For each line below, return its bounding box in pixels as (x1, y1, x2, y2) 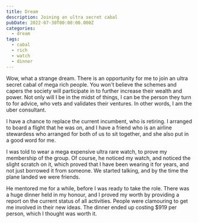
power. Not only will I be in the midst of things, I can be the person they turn (6, 93, 191, 101)
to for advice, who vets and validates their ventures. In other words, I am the (6, 100, 193, 107)
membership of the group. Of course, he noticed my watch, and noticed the (6, 154, 191, 161)
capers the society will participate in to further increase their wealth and (6, 87, 183, 94)
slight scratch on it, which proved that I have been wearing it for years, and (6, 161, 189, 168)
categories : (6, 25, 36, 31)
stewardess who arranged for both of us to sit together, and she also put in (6, 130, 189, 137)
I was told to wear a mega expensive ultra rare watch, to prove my (6, 148, 167, 155)
